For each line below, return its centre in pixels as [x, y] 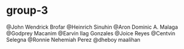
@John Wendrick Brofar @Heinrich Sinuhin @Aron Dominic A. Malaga [92, 27]
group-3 [27, 10]
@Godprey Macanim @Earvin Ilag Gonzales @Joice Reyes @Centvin [91, 33]
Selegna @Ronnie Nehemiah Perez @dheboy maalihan [73, 39]
